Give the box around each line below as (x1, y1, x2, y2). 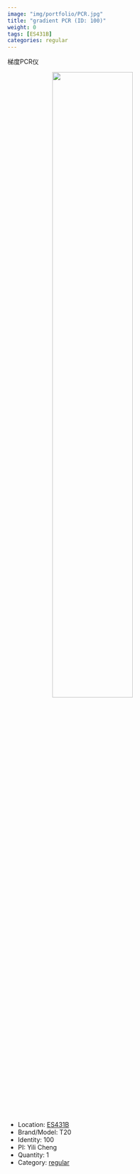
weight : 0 (7, 24, 37, 31)
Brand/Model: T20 (17, 1128, 72, 1137)
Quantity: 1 (17, 1150, 50, 1159)
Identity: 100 (17, 1136, 55, 1144)
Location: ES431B (17, 1121, 70, 1129)
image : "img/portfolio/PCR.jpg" (7, 10, 103, 18)
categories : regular (7, 37, 69, 44)
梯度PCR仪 (7, 58, 39, 66)
